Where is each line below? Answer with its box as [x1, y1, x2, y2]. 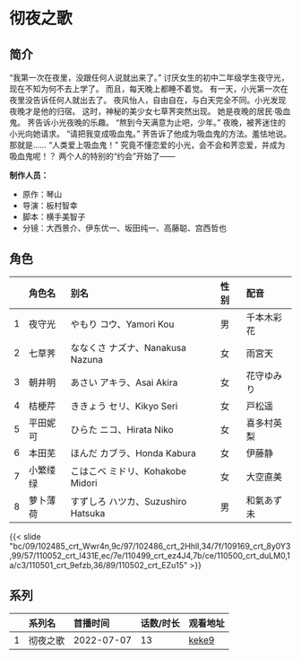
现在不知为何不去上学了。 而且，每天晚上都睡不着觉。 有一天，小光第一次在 [9, 83, 288, 94]
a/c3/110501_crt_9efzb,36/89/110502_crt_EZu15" [9, 559, 188, 570]
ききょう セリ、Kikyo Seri [70, 400, 178, 412]
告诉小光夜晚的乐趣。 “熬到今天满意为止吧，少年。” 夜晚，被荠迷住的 [34, 118, 287, 127]
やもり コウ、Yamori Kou [70, 318, 175, 330]
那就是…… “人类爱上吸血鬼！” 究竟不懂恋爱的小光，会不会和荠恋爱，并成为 [9, 140, 286, 150]
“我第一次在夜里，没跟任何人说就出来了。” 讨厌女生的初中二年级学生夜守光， [9, 73, 289, 83]
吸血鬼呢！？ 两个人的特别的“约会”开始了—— [9, 151, 176, 162]
